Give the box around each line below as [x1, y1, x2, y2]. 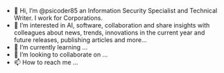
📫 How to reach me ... [13, 59, 78, 66]
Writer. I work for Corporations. [13, 14, 103, 22]
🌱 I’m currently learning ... [13, 43, 88, 51]
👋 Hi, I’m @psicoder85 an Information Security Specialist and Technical [13, 7, 218, 14]
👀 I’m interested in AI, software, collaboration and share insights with [13, 21, 210, 29]
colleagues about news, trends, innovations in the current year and [13, 28, 205, 36]
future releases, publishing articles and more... [13, 36, 147, 44]
